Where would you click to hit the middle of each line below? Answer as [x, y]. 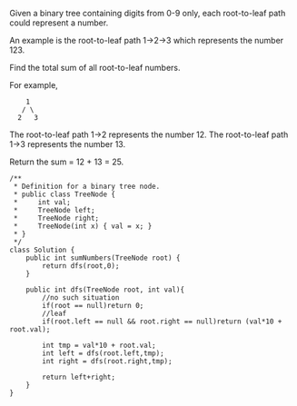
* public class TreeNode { [64, 194]
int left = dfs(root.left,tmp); [104, 353]
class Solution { [42, 250]
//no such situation [81, 298]
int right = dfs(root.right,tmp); [107, 361]
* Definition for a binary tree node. [87, 186]
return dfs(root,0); [81, 266]
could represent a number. [59, 23]
